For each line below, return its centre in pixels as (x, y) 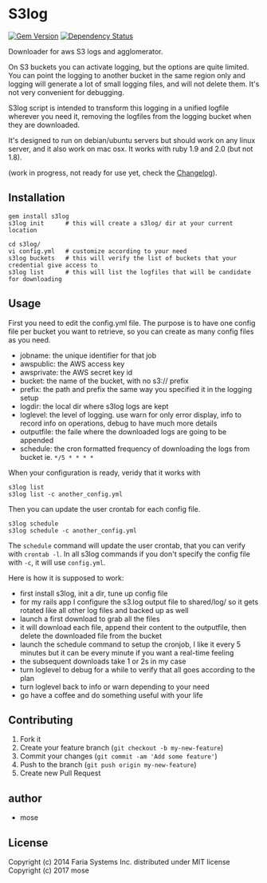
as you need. (29, 339)
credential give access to (53, 265)
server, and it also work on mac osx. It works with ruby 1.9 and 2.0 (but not (131, 148)
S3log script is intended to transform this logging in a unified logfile (119, 108)
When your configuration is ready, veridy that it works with (104, 473)
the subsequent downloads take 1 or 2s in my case (103, 661)
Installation (37, 198)
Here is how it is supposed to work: (66, 578)
